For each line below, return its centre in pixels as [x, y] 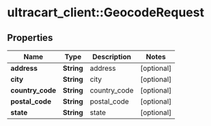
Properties [30, 38]
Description [112, 57]
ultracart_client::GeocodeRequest [106, 13]
